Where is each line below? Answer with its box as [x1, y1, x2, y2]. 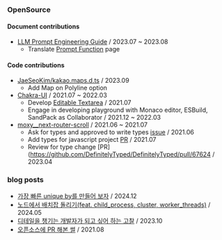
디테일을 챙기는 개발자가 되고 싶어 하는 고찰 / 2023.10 [17, 216, 163, 225]
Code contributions [7, 61, 65, 69]
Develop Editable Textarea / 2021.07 [27, 99, 132, 107]
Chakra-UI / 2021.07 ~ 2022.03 [17, 91, 108, 99]
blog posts [7, 175, 44, 185]
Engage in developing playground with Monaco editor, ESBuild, [27, 106, 208, 114]
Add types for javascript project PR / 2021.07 [27, 136, 157, 144]
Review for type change [27, 143, 96, 151]
